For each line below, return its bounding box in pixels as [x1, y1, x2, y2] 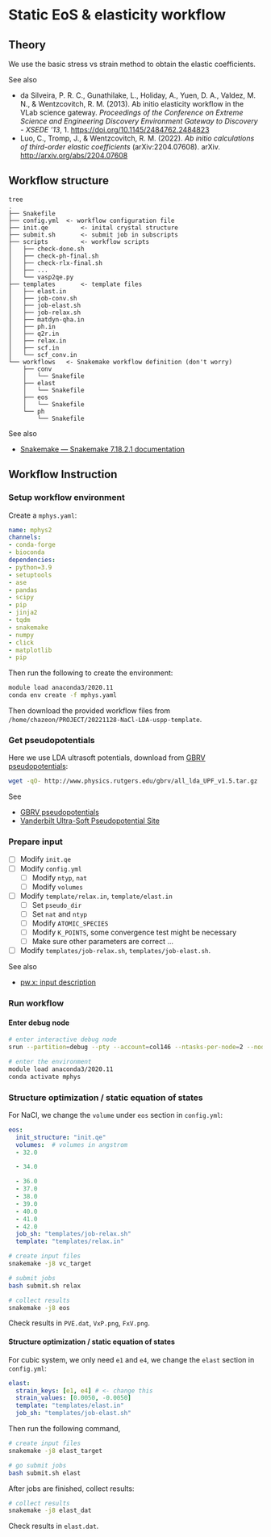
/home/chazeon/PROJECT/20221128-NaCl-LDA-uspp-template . [8, 715, 202, 724]
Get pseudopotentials [8, 734, 95, 745]
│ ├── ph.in [8, 322, 56, 330]
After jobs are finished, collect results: [8, 1484, 135, 1493]
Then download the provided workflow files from [8, 706, 171, 716]
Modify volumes [31, 882, 83, 892]
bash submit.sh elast [8, 1468, 81, 1477]
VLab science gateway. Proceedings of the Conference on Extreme [19, 107, 244, 117]
